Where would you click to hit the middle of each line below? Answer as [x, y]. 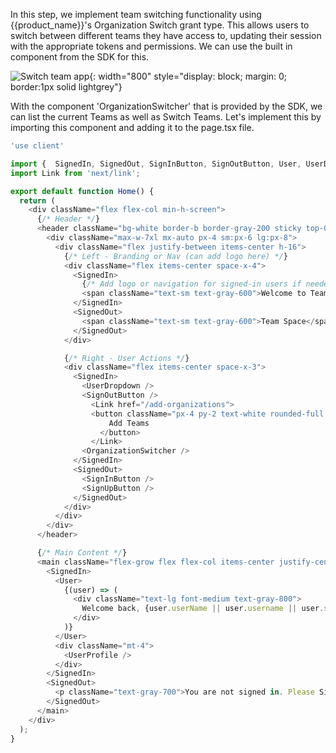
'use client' [37, 146]
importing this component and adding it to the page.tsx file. [132, 127]
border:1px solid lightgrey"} [66, 87]
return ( [37, 200]
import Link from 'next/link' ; [75, 173]
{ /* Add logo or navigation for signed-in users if [191, 284]
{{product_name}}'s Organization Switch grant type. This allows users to [160, 25]
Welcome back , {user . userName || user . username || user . [203, 609]
